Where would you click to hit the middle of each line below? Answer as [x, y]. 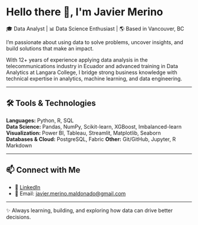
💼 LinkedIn [27, 187]
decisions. [19, 217]
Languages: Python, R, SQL [40, 120]
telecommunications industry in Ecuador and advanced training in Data [92, 66]
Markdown [19, 145]
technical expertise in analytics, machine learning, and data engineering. [94, 78]
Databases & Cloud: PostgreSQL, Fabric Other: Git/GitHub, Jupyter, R [91, 139]
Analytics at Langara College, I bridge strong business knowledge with [92, 72]
